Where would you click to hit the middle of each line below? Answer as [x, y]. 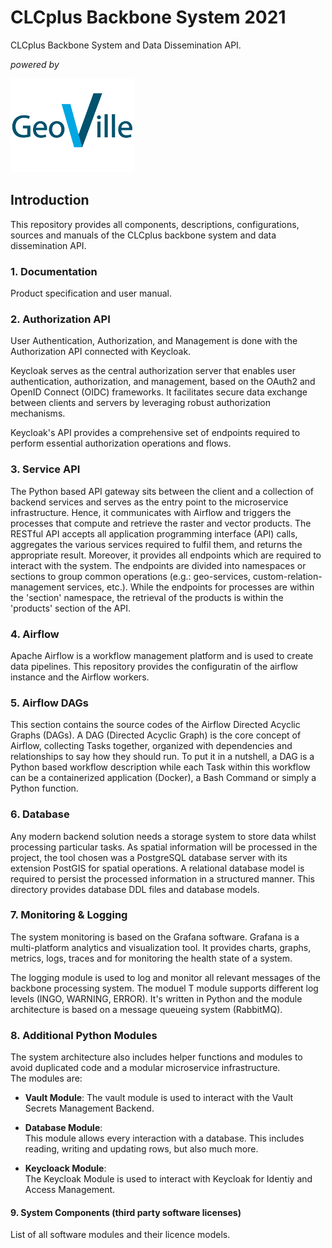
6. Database [40, 814]
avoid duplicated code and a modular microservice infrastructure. [145, 1068]
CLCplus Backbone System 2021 [148, 17]
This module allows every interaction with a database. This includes [164, 1138]
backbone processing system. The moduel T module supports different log [164, 988]
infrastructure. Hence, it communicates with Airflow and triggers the [151, 512]
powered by [35, 64]
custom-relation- [287, 576]
